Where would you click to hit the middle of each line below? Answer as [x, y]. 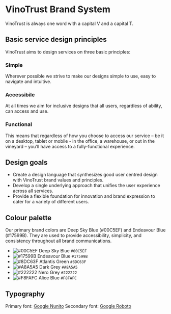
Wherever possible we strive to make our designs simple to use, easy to [81, 76]
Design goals [26, 162]
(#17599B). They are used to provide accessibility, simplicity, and [73, 235]
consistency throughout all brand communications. [59, 241]
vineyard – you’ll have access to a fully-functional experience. [70, 146]
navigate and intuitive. [28, 82]
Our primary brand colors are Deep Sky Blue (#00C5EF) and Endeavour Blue [85, 230]
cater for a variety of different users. [51, 202]
